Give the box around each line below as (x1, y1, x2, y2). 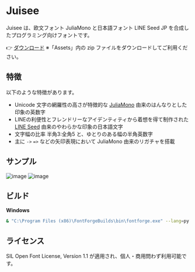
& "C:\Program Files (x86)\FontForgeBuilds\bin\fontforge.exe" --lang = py (6, 218, 190, 224)
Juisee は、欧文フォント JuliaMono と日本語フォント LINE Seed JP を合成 (6, 24, 184, 31)
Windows (6, 207, 30, 214)
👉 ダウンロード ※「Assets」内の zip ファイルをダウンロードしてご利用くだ (6, 44, 188, 51)
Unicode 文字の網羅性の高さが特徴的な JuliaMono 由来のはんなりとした (14, 101, 187, 108)
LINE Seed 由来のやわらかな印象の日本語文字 (14, 123, 124, 130)
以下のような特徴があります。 (6, 89, 78, 96)
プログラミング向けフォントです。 (11, 31, 93, 39)
